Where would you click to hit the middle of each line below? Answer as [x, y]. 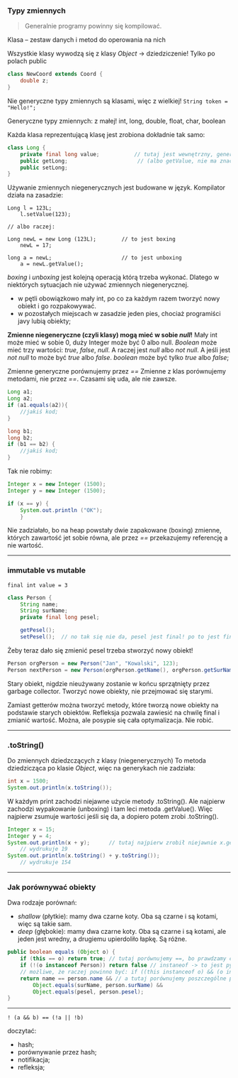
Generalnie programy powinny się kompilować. [93, 26]
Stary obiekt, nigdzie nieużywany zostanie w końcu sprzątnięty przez [109, 683]
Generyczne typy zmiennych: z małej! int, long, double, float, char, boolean [117, 121]
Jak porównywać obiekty [52, 887]
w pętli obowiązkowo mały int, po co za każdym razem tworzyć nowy [119, 299]
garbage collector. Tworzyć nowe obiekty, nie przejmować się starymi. [110, 691]
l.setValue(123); [46, 214]
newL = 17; [36, 246]
